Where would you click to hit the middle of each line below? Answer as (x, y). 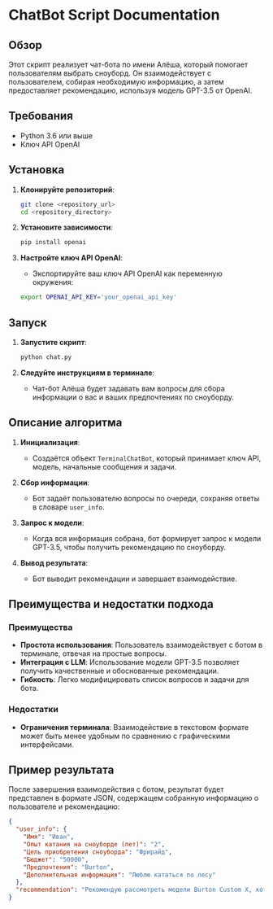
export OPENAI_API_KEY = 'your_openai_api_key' (98, 297)
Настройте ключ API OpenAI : (71, 258)
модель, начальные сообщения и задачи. (104, 466)
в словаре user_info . (68, 507)
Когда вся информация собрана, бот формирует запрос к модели (147, 538)
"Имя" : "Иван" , (49, 837)
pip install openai (53, 243)
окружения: (53, 282)
